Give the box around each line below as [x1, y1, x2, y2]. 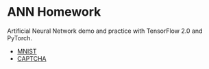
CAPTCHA [16, 54, 47, 62]
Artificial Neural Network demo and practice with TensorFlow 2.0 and [7, 27, 203, 35]
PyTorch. [7, 33, 33, 42]
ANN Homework [7, 4, 101, 20]
